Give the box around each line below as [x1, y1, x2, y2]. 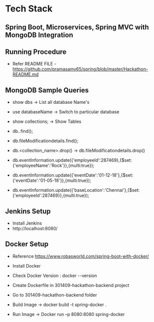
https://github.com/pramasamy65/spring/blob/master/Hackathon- [12, 66, 149, 72]
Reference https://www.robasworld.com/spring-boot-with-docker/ [12, 253, 150, 259]
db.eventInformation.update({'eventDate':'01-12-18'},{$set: [12, 172, 134, 178]
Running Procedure [5, 47, 67, 56]
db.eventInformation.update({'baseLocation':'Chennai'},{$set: [12, 187, 140, 193]
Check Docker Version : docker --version [12, 273, 97, 279]
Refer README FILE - [12, 61, 56, 67]
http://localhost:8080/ [12, 226, 58, 232]
